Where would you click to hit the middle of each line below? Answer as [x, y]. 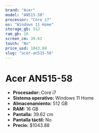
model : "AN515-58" [25, 15]
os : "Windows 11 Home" [29, 24]
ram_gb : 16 [17, 34]
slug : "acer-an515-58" [29, 53]
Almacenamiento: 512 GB [40, 104]
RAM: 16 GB [26, 109]
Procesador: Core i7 [34, 92]
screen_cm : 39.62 [24, 39]
